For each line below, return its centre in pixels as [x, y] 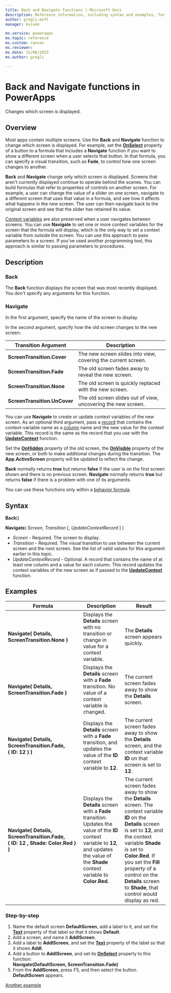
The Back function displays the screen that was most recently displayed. [81, 288]
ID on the [135, 817]
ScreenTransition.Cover [37, 357]
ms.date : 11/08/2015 [27, 52]
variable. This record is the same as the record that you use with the [77, 433]
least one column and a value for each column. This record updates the [88, 565]
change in [95, 640]
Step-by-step [22, 916]
